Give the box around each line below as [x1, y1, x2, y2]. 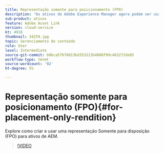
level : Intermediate [5, 48, 47, 53]
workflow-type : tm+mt [5, 57, 49, 62]
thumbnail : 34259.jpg [5, 35, 49, 39]
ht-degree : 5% [5, 66, 34, 71]
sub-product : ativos [5, 16, 47, 21]
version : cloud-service [5, 25, 54, 30]
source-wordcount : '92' [5, 61, 54, 66]
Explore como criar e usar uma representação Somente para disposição [5, 128, 150, 134]
